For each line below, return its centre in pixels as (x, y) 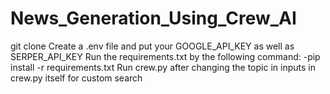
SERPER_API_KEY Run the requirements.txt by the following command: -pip (165, 56)
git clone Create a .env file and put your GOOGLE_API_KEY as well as (152, 46)
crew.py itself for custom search (76, 78)
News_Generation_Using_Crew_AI (153, 18)
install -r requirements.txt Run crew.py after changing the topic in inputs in (163, 67)
